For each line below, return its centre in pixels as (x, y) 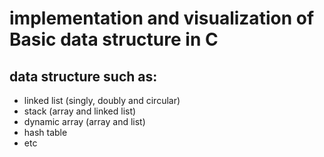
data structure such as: (83, 76)
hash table (45, 132)
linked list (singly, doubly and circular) (102, 100)
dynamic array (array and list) (84, 121)
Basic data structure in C (114, 39)
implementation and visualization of (162, 18)
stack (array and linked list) (80, 111)
